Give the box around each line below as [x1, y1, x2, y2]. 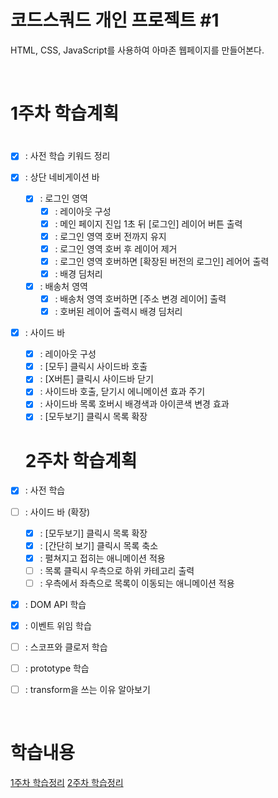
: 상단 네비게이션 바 [24, 171, 100, 183]
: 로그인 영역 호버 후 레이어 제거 [54, 242, 178, 255]
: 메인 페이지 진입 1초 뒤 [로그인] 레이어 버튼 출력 [54, 217, 243, 230]
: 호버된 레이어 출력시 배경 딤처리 [54, 306, 183, 317]
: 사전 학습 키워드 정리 [24, 150, 111, 162]
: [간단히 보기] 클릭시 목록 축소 [39, 539, 159, 551]
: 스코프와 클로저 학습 [24, 641, 108, 653]
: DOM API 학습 [24, 598, 87, 610]
